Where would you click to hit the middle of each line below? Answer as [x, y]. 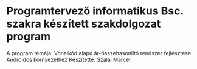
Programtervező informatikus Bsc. [95, 11]
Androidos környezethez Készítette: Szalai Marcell [69, 59]
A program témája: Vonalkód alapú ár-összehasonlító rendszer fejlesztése [99, 53]
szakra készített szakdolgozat [84, 24]
